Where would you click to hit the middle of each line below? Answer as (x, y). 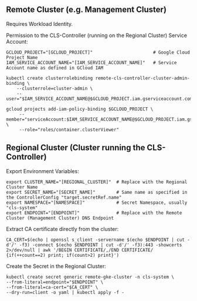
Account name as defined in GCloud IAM (55, 68)
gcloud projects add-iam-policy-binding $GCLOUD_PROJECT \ (80, 109)
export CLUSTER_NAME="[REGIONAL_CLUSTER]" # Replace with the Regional (97, 182)
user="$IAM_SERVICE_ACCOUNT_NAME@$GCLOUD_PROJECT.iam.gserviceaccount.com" (101, 99)
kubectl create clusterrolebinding (50, 78)
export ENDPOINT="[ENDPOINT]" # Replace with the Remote (94, 213)
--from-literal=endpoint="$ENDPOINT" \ (55, 282)
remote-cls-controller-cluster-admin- (143, 78)
